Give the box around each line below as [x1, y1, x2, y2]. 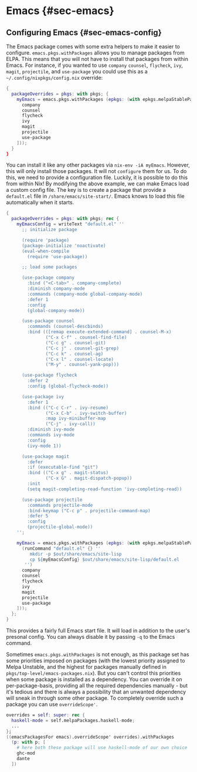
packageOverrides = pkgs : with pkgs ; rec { [11, 216, 119, 222]
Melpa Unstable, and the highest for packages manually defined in [6, 663, 167, 670]
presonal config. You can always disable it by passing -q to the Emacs [6, 634, 175, 640]
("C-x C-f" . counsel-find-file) [45, 334, 127, 340]
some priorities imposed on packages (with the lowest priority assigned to [6, 657, 185, 664]
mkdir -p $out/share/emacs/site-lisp [29, 551, 122, 557]
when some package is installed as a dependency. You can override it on [6, 676, 183, 683]
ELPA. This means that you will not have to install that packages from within [6, 56, 189, 62]
